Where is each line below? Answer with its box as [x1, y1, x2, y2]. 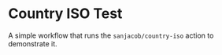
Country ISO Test [8, 5, 123, 23]
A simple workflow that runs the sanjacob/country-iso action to [8, 31, 214, 40]
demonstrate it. [8, 38, 57, 48]
